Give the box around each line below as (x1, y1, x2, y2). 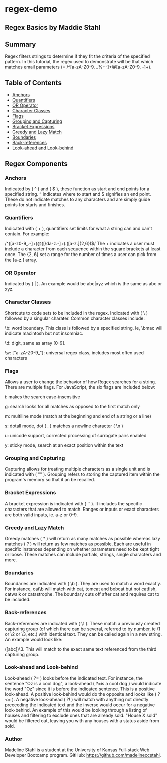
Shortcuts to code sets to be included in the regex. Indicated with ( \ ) (5, 310, 148, 316)
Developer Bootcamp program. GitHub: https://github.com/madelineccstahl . (5, 752, 161, 758)
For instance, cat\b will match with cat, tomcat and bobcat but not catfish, (5, 586, 157, 592)
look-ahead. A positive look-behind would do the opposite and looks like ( (5, 691, 157, 697)
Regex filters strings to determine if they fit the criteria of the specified (5, 53, 150, 59)
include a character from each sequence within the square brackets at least (5, 246, 161, 252)
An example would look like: (5, 636, 63, 642)
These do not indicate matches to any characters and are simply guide (5, 196, 151, 202)
